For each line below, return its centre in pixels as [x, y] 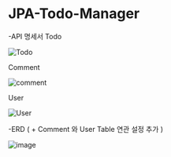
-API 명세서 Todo [35, 36]
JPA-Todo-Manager [74, 14]
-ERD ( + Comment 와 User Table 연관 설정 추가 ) [86, 129]
